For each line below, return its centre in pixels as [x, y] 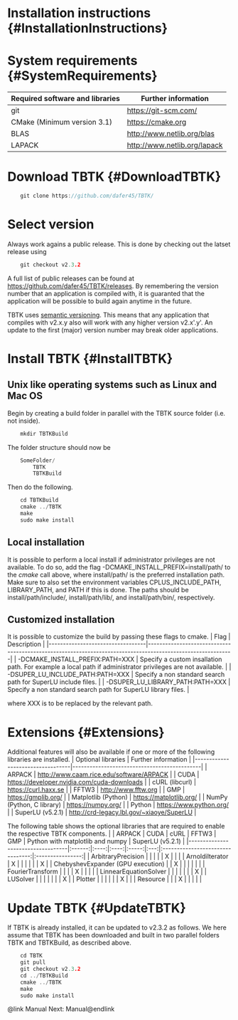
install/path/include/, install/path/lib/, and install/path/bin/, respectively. [111, 597]
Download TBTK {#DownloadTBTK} [114, 177]
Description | [26, 644]
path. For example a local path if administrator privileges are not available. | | [119, 667]
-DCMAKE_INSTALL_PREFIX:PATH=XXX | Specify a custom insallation [120, 659]
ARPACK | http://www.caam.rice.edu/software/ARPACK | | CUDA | [103, 774]
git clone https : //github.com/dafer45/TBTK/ [87, 196]
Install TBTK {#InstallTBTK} [90, 358]
